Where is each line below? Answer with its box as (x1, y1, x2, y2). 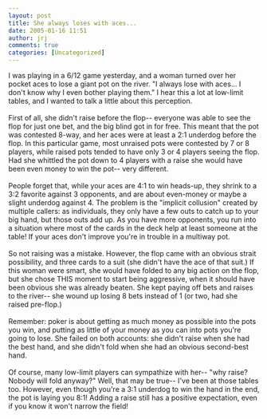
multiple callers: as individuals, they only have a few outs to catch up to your (8, 207, 259, 215)
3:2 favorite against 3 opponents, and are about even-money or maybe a (8, 189, 247, 199)
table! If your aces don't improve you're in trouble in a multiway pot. (8, 232, 230, 241)
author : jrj (8, 34, 48, 42)
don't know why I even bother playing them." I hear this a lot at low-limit (8, 88, 244, 97)
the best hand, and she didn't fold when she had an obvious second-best (8, 342, 249, 351)
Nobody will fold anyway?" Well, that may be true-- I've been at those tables (8, 376, 259, 385)
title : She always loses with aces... (8, 19, 137, 27)
